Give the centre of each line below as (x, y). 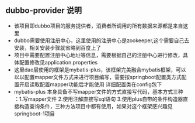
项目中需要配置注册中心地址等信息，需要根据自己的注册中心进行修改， (98, 55)
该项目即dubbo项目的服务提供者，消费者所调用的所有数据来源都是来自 (98, 26)
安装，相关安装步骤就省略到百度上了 (58, 47)
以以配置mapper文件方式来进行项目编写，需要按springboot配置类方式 (98, 77)
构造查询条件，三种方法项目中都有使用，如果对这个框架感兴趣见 (96, 106)
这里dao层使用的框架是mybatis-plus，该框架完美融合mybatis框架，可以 (100, 70)
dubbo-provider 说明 (44, 11)
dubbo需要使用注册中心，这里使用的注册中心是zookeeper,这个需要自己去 (102, 40)
